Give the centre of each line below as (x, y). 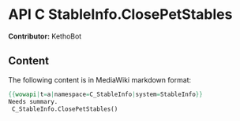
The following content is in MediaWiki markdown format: (100, 79)
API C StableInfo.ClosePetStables (120, 15)
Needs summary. (33, 101)
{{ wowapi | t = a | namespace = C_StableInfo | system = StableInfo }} (105, 94)
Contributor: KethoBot (45, 36)
